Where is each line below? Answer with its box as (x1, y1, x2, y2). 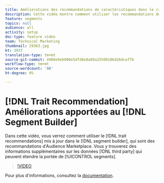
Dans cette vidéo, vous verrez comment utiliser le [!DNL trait (5, 133, 127, 139)
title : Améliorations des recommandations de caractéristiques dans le (5, 7, 154, 12)
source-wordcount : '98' (5, 66, 54, 71)
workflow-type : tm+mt (5, 61, 49, 66)
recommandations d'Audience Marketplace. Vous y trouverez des (5, 143, 137, 149)
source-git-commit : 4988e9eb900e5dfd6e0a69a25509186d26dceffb (5, 57, 134, 62)
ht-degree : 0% (5, 71, 34, 76)
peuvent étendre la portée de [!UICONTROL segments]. (5, 153, 117, 159)
